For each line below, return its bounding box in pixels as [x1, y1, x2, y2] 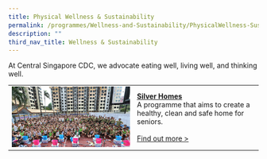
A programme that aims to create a [137, 100, 250, 110]
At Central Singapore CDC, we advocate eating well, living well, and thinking [8, 60, 257, 71]
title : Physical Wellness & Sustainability [8, 13, 155, 21]
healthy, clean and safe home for [137, 108, 245, 118]
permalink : [8, 21, 44, 29]
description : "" [8, 29, 62, 37]
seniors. [137, 117, 164, 126]
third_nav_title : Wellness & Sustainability [8, 38, 158, 46]
